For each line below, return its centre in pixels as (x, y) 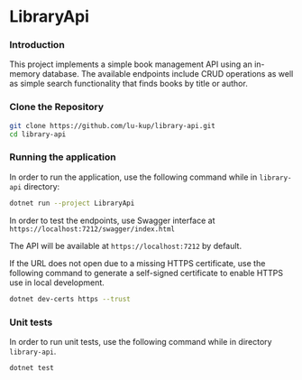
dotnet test (32, 367)
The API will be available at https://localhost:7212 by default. (125, 246)
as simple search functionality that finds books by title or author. (128, 84)
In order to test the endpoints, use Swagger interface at (112, 220)
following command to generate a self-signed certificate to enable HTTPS (146, 273)
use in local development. (57, 283)
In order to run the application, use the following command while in (133, 177)
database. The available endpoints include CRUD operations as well (168, 74)
